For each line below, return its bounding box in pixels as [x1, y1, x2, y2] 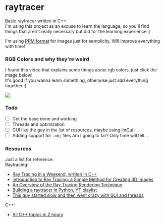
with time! [5, 43, 26, 49]
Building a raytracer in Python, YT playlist [12, 187, 97, 193]
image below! [5, 72, 33, 78]
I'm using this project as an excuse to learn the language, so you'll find [5, 23, 150, 29]
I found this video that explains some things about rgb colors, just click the [5, 67, 157, 73]
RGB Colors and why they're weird [5, 55, 89, 62]
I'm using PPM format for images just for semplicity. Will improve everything [5, 38, 160, 44]
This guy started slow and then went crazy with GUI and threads [12, 192, 144, 198]
